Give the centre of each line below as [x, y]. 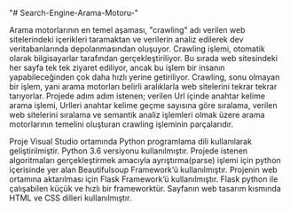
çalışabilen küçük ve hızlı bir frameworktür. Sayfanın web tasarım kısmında [145, 188]
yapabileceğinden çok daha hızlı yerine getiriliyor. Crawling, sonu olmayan [145, 77]
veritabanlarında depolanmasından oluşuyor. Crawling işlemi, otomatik [137, 49]
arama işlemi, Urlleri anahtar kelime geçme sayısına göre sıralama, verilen [143, 105]
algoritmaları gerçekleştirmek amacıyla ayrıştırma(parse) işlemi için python [145, 160]
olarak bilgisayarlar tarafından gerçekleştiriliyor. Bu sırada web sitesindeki [143, 58]
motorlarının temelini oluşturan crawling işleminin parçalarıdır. [121, 124]
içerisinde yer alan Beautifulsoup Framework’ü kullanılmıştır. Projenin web [143, 169]
